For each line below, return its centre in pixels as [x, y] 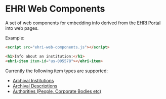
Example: [15, 38]
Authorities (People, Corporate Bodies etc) [57, 91]
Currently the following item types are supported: [56, 71]
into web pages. [22, 28]
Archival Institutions [33, 80]
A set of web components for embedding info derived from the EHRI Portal [83, 23]
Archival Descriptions [35, 86]
